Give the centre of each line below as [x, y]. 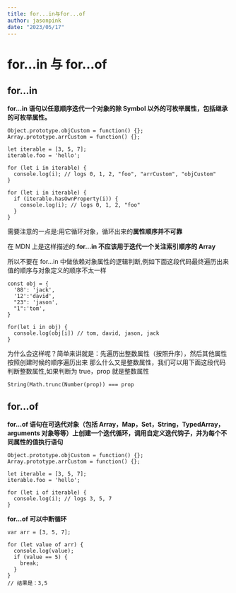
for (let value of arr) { [45, 545]
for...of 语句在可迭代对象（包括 [53, 425]
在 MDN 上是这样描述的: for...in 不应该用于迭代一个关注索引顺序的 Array [112, 247]
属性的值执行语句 [38, 442]
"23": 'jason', [36, 303]
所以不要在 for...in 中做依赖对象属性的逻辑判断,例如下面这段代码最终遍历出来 [118, 262]
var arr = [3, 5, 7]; [39, 532]
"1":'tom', [30, 309]
